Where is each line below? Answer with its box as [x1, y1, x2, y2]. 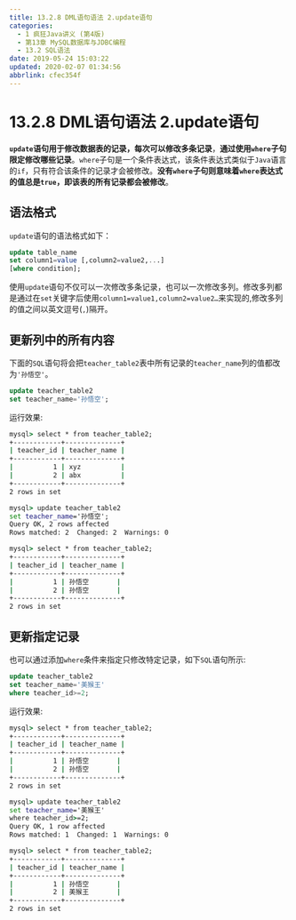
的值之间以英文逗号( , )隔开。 [9, 304, 113, 315]
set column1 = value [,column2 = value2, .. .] [9, 256, 165, 265]
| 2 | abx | [9, 471, 125, 480]
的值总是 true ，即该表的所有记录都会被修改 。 [9, 176, 173, 187]
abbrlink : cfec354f [9, 71, 82, 80]
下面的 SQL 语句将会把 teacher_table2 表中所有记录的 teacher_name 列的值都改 [9, 357, 281, 368]
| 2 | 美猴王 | [9, 888, 122, 897]
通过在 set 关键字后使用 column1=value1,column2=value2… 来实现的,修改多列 [16, 292, 284, 303]
